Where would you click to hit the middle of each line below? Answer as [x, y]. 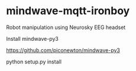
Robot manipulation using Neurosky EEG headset [66, 27]
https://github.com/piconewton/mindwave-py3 [63, 50]
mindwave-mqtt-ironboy [68, 11]
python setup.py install [34, 62]
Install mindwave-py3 [33, 38]
